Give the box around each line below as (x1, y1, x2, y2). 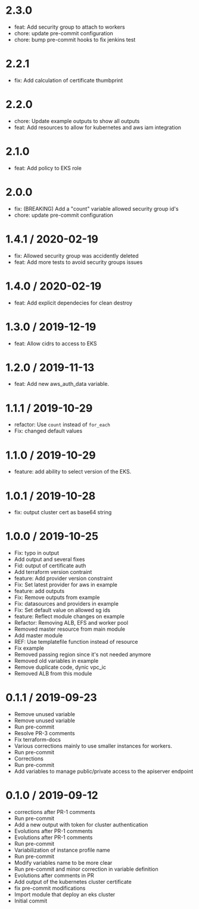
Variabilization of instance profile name (14, 846, 111, 854)
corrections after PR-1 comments (14, 809, 96, 816)
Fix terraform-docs (14, 736, 61, 744)
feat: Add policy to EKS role (14, 164, 82, 171)
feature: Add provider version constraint (14, 575, 113, 582)
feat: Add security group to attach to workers (14, 23, 126, 30)
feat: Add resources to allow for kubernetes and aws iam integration (14, 124, 182, 131)
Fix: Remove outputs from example (14, 594, 100, 601)
